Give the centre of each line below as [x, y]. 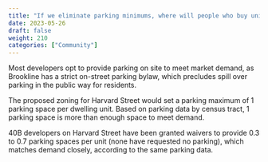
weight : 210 [28, 38]
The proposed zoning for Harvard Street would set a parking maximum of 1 [131, 101]
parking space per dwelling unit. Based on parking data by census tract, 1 [129, 109]
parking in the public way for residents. [73, 85]
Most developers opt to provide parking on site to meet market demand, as [131, 68]
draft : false [30, 30]
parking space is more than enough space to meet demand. [106, 117]
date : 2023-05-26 [37, 23]
